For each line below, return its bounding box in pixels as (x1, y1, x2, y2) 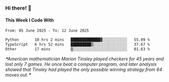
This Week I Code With (5, 17, 54, 23)
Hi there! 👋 (5, 5, 32, 12)
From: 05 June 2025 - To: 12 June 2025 (5, 28, 89, 33)
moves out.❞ (5, 71, 31, 77)
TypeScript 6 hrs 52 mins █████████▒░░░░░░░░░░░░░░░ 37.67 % (5, 42, 150, 47)
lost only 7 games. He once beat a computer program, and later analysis (5, 61, 157, 67)
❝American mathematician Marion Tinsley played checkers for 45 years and (5, 55, 164, 62)
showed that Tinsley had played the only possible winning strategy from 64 (5, 66, 162, 72)
